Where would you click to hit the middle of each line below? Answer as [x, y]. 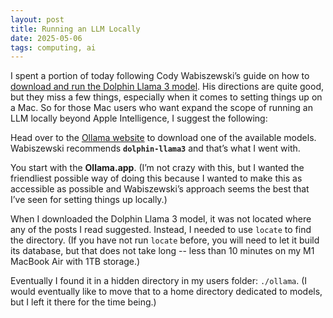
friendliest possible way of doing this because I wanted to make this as [156, 178]
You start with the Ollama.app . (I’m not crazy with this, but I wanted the [157, 168]
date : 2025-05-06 [46, 38]
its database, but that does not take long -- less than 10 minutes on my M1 [162, 251]
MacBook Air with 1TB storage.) [75, 262]
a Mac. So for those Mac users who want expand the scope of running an [161, 108]
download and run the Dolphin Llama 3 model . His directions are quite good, [167, 87]
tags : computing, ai [53, 47]
